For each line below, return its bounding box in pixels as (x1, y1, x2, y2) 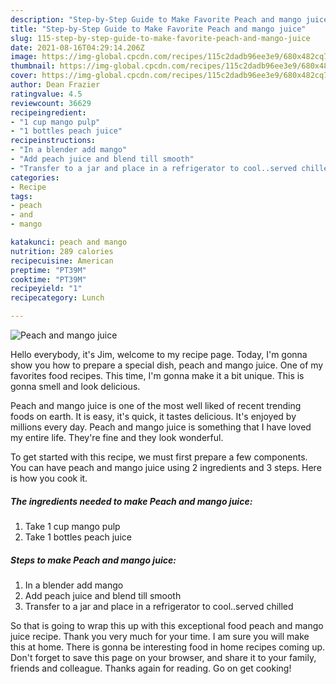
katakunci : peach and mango (10, 237, 128, 247)
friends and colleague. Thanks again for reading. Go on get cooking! (10, 662, 292, 674)
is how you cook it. (10, 472, 88, 484)
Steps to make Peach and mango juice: (10, 554, 177, 566)
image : (10, 52, 38, 62)
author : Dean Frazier (10, 80, 101, 90)
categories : (10, 172, 60, 183)
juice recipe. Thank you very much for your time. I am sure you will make (10, 630, 310, 642)
